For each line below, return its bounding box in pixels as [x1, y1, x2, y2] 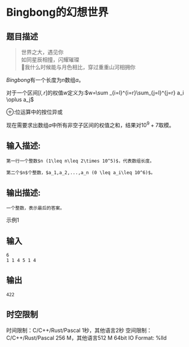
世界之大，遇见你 [20, 49, 64, 55]
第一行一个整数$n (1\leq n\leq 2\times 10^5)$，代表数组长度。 [6, 158, 155, 164]
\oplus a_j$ [6, 96, 34, 103]
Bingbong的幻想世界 [6, 5, 109, 19]
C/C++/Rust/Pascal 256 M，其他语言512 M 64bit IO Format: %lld [6, 334, 167, 341]
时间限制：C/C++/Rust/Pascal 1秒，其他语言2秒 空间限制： [6, 327, 152, 334]
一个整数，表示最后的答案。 [6, 205, 65, 211]
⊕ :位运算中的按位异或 [6, 108, 63, 115]
